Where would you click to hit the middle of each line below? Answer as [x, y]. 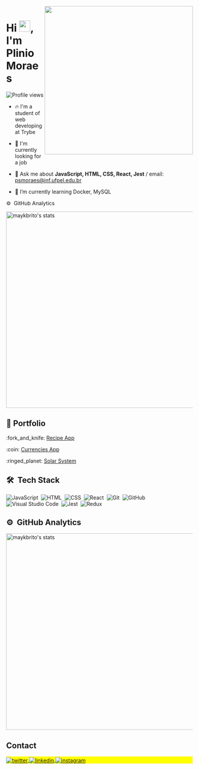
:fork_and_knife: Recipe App [41, 438]
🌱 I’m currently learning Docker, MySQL [63, 192]
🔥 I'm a [23, 106]
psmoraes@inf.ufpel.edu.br [48, 180]
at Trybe [25, 132]
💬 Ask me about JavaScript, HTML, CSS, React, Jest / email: [89, 174]
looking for [28, 156]
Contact [21, 745]
